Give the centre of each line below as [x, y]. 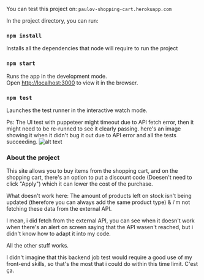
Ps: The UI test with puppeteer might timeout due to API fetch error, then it [100, 122]
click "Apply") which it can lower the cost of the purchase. [80, 184]
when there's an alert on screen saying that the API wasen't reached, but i [100, 227]
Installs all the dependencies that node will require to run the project [92, 48]
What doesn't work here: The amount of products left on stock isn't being [99, 196]
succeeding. [22, 142]
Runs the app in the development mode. [57, 76]
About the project [33, 157]
